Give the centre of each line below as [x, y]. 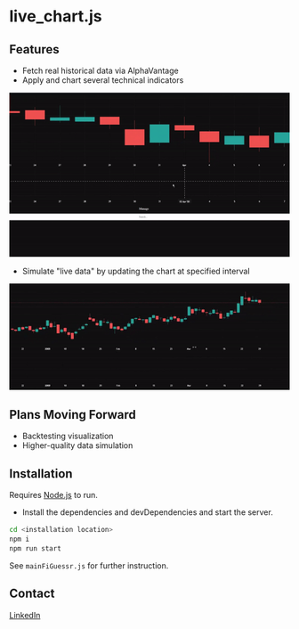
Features [34, 49]
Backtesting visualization [68, 436]
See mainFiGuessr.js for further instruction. [89, 565]
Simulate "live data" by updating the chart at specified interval [136, 271]
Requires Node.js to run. [53, 495]
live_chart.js [56, 16]
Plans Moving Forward [73, 415]
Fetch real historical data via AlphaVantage [101, 70]
